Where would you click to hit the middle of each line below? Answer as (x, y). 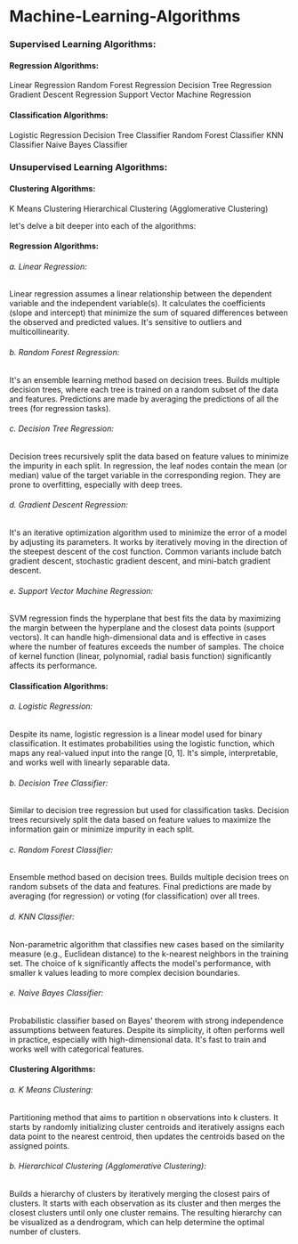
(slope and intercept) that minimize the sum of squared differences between (149, 313)
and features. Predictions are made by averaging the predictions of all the (144, 399)
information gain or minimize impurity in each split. (102, 829)
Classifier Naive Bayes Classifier (68, 144)
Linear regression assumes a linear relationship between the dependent (141, 294)
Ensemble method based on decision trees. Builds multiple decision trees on (149, 877)
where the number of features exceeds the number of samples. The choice (147, 646)
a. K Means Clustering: (51, 1090)
